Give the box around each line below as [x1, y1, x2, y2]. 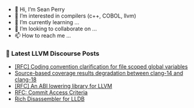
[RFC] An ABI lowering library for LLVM [14, 83, 113, 90]
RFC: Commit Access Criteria [14, 89, 88, 96]
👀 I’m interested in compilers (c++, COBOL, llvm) [14, 12, 136, 19]
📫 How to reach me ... [14, 32, 71, 39]
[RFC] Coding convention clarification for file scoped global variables [14, 63, 188, 70]
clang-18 [14, 76, 37, 83]
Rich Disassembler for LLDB [14, 95, 85, 103]
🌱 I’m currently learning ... [14, 19, 80, 25]
